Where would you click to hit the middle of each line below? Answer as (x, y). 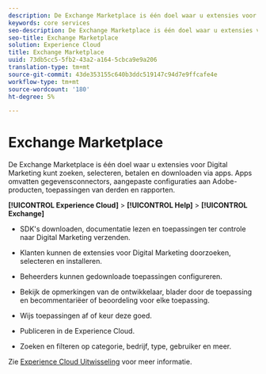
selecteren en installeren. (61, 261)
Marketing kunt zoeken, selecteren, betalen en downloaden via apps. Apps (130, 173)
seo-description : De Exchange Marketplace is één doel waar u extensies (131, 30)
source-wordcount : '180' (49, 89)
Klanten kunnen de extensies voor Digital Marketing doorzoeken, (125, 253)
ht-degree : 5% (32, 97)
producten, (26, 190)
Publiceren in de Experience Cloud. (77, 331)
